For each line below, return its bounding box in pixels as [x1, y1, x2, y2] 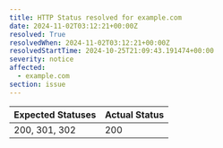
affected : [9, 64, 47, 73]
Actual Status [104, 109, 164, 121]
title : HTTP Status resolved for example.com [9, 13, 182, 22]
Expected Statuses [13, 109, 97, 121]
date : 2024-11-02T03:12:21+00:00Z [9, 22, 139, 30]
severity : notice [9, 55, 74, 64]
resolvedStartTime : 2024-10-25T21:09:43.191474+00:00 [9, 47, 215, 56]
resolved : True [9, 30, 66, 39]
